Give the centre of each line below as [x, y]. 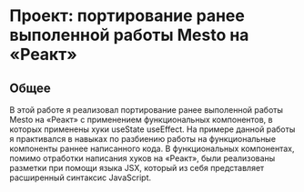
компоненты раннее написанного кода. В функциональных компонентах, [152, 148]
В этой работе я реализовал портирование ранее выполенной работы [147, 110]
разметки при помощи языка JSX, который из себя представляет [137, 168]
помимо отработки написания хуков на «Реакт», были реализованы [142, 158]
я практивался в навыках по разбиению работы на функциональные [142, 139]
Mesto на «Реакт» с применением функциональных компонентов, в [141, 120]
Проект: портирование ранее [127, 16]
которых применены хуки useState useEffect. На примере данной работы [152, 129]
